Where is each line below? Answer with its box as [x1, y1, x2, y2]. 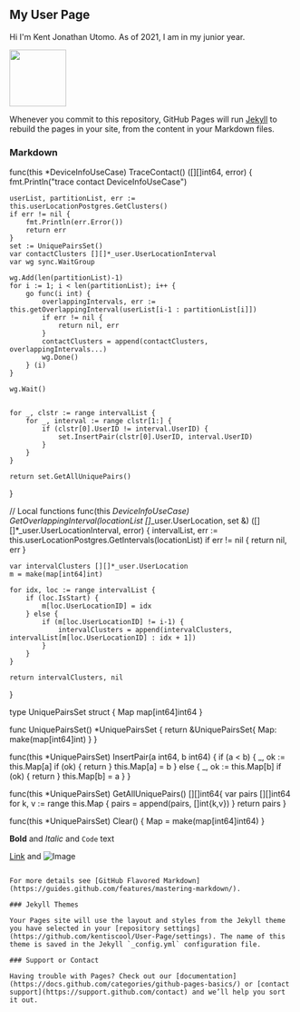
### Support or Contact [9, 956, 100, 966]
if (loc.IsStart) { [25, 594, 100, 603]
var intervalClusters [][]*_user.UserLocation [9, 562, 189, 571]
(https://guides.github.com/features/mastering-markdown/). [9, 885, 242, 894]
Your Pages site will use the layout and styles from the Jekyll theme [9, 917, 285, 926]
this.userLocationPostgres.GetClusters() [9, 202, 169, 212]
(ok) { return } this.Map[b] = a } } [9, 771, 131, 782]
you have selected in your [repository [9, 924, 160, 934]
